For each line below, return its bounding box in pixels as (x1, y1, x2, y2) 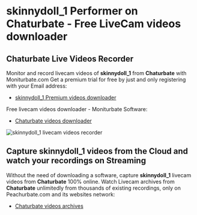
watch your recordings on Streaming (6, 156, 146, 166)
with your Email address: (6, 82, 67, 89)
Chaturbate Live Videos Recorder (6, 53, 134, 64)
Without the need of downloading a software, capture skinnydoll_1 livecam (6, 171, 192, 178)
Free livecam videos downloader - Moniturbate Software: (6, 106, 148, 112)
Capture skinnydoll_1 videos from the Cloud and (6, 146, 188, 157)
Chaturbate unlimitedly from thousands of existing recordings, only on (6, 184, 181, 192)
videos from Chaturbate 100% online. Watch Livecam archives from (6, 178, 175, 185)
